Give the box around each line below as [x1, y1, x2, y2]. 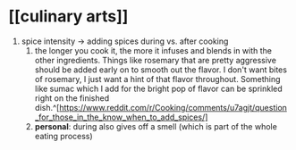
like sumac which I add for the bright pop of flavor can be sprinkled [34, 83, 283, 94]
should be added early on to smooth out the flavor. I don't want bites [34, 64, 288, 75]
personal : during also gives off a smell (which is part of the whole [34, 121, 278, 131]
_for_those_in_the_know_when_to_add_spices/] [34, 112, 208, 122]
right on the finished [34, 92, 109, 104]
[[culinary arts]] [8, 6, 129, 27]
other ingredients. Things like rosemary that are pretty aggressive [34, 54, 276, 65]
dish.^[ [34, 102, 60, 112]
